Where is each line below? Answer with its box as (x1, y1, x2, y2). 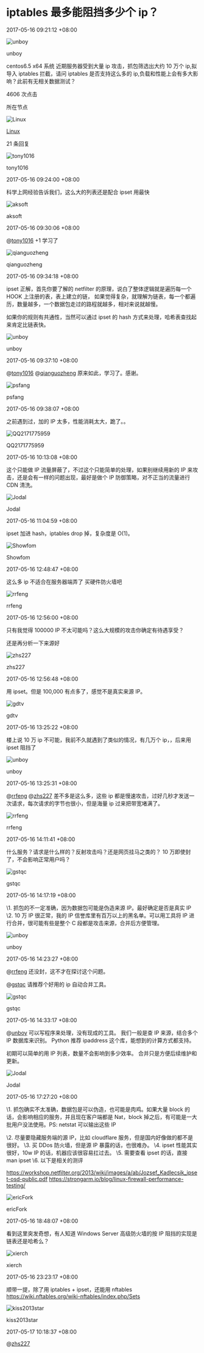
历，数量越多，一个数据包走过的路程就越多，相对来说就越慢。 (6, 300, 161, 308)
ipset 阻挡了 (6, 744, 37, 751)
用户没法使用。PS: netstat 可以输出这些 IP (11, 1121, 116, 1128)
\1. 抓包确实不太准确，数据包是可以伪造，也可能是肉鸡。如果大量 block (6, 1106, 184, 1113)
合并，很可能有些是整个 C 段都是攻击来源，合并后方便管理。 (11, 919, 163, 926)
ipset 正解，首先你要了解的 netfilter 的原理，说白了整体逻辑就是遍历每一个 (6, 285, 192, 293)
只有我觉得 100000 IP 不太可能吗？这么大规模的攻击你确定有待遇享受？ (6, 626, 185, 634)
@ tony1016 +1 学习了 (6, 236, 59, 244)
